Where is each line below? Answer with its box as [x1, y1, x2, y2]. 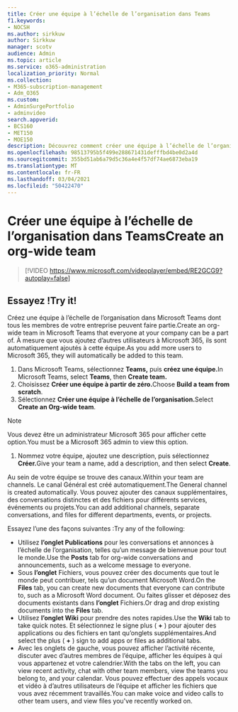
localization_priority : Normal [7, 70, 100, 77]
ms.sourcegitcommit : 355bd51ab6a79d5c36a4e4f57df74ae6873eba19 [7, 156, 198, 163]
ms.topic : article [7, 57, 62, 64]
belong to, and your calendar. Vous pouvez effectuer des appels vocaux [17, 674, 228, 683]
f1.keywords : [7, 17, 46, 24]
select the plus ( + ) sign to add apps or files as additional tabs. [17, 637, 202, 645]
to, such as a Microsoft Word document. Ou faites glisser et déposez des [17, 591, 231, 600]
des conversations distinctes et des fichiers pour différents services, [7, 495, 208, 505]
